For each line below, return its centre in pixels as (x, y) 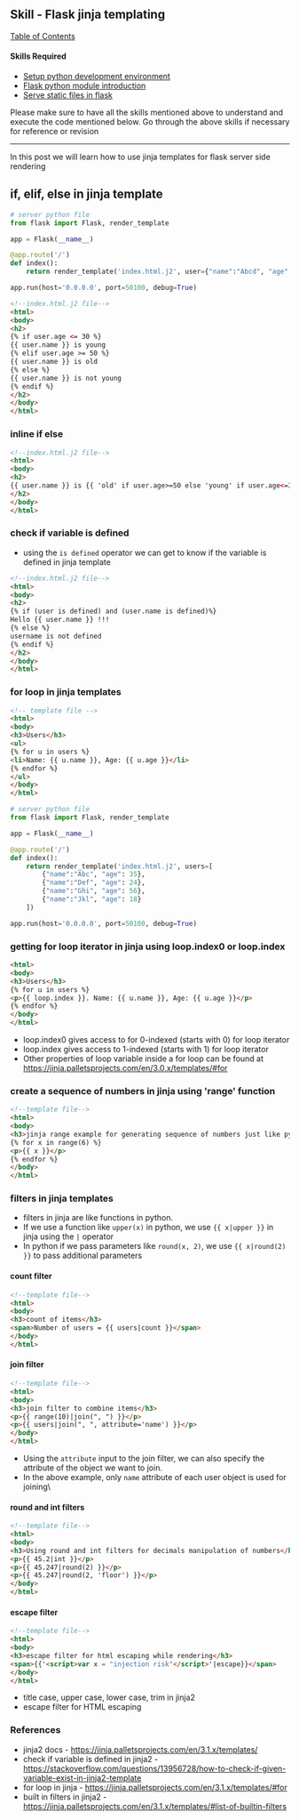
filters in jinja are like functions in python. (98, 1218)
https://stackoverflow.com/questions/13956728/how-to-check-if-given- (154, 1768)
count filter (31, 1276)
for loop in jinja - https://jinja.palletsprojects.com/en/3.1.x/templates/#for (155, 1787)
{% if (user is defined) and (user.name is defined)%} (114, 612)
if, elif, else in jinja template (87, 194)
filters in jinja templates (62, 1198)
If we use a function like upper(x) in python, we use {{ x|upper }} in (148, 1228)
